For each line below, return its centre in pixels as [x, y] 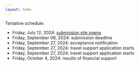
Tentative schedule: [25, 23]
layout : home [18, 9]
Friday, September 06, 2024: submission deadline [62, 38]
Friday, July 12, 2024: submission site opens [57, 32]
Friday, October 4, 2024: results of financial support [64, 58]
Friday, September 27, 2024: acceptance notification [65, 43]
